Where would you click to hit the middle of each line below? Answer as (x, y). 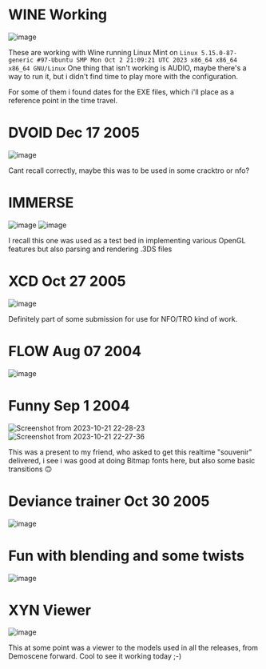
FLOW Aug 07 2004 (75, 351)
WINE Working (58, 15)
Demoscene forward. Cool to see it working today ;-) (95, 656)
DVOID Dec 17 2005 (74, 133)
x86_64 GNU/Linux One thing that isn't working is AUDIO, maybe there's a (127, 68)
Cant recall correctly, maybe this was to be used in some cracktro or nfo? (129, 170)
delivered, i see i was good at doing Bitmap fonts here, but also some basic (132, 460)
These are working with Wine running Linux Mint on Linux (103, 52)
